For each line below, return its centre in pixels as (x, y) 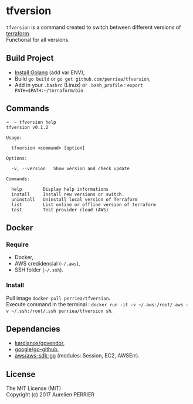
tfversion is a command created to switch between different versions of (94, 27)
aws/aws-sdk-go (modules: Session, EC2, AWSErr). (77, 356)
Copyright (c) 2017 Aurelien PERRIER (50, 395)
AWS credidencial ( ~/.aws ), (47, 264)
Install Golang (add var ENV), (50, 72)
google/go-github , (37, 349)
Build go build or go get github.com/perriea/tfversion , (82, 78)
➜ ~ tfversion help (31, 122)
